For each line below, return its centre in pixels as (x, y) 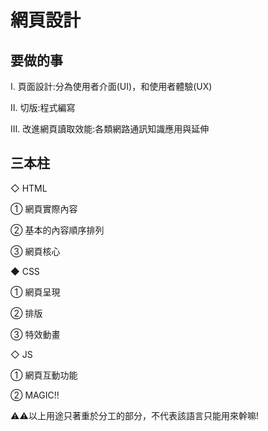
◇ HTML (29, 188)
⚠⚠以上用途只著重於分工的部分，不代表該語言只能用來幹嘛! (134, 415)
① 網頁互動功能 (44, 375)
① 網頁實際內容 (44, 208)
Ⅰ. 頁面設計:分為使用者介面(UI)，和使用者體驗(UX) (111, 86)
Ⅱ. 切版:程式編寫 (43, 107)
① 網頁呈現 (35, 292)
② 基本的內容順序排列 (57, 230)
